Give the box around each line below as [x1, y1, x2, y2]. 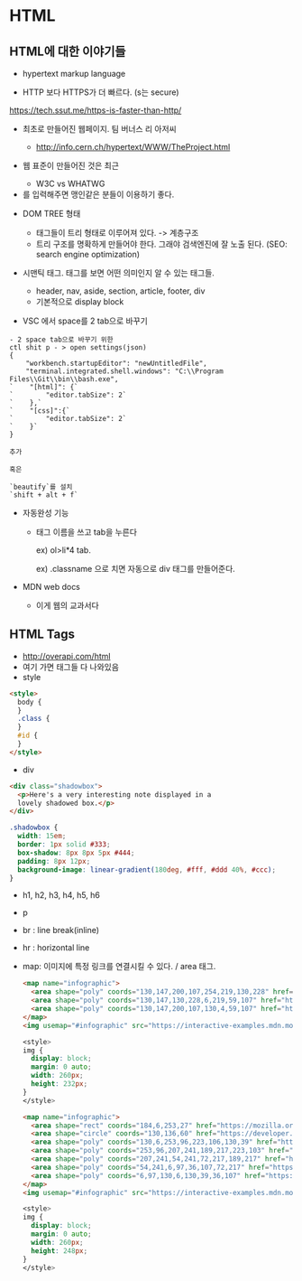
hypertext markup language [22, 69, 126, 79]
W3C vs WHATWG [35, 178, 105, 189]
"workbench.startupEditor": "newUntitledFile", [25, 359, 207, 368]
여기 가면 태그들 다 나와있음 [22, 661, 120, 672]
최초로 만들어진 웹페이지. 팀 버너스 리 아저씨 [22, 124, 178, 134]
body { [17, 697, 42, 706]
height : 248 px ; [31, 1246, 88, 1256]
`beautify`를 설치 [9, 482, 73, 491]
